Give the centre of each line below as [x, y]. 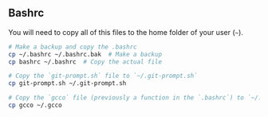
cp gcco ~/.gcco [35, 105]
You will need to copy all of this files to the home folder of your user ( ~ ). [126, 32]
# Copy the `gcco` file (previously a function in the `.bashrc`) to [126, 98]
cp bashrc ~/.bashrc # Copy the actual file [85, 62]
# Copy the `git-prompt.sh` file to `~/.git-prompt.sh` [103, 76]
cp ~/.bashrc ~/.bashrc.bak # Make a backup [85, 54]
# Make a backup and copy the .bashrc [73, 47]
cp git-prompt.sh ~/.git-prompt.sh [67, 84]
